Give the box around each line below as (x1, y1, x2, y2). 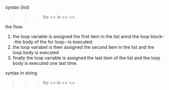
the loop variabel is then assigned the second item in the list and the (12, 44, 155, 50)
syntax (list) (5, 5, 30, 10)
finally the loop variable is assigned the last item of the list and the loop (12, 55, 160, 61)
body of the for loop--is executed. (22, 39, 93, 45)
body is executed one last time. (12, 60, 78, 66)
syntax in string (5, 70, 37, 76)
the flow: (5, 24, 24, 30)
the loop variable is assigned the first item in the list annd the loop (12, 34, 150, 39)
